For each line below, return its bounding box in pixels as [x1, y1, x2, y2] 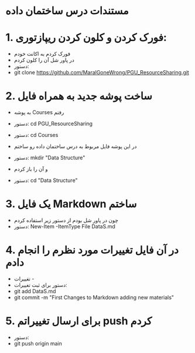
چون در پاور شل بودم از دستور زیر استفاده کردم [13, 217, 118, 224]
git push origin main [13, 340, 62, 347]
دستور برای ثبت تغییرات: [13, 281, 68, 288]
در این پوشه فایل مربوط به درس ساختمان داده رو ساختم [13, 143, 137, 150]
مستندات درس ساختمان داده [5, 4, 129, 18]
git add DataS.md [13, 287, 56, 294]
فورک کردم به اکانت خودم [13, 50, 71, 57]
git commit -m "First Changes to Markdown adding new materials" [13, 294, 174, 301]
